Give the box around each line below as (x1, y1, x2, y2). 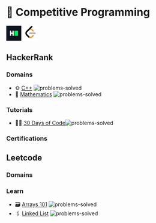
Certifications (6, 134, 48, 142)
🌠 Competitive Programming (6, 5, 150, 19)
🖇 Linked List (14, 210, 49, 217)
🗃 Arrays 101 (14, 201, 48, 208)
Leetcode (6, 153, 43, 163)
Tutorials (6, 105, 33, 114)
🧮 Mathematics (14, 90, 52, 98)
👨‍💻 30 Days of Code (14, 119, 66, 126)
